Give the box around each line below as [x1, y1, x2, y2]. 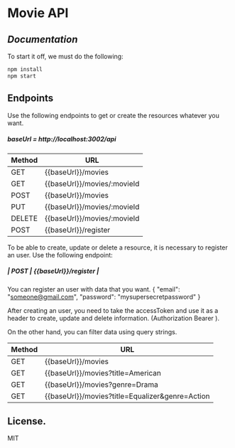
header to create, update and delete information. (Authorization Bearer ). [7, 314, 220, 322]
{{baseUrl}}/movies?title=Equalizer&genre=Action [45, 391, 211, 401]
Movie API [7, 5, 69, 21]
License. [7, 415, 46, 427]
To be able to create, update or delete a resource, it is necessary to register [7, 243, 229, 252]
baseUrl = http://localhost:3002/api [7, 135, 116, 144]
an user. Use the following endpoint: [7, 250, 114, 259]
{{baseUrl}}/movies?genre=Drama [45, 379, 158, 389]
